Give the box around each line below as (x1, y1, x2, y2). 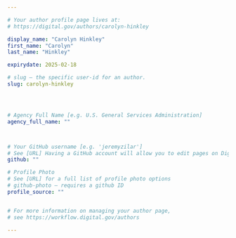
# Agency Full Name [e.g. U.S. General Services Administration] (7, 112, 202, 119)
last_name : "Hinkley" (7, 48, 71, 56)
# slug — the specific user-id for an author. (7, 74, 146, 81)
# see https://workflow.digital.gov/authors (7, 213, 140, 221)
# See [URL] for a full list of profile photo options (7, 176, 171, 183)
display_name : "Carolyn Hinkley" (7, 36, 105, 43)
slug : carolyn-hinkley (7, 81, 74, 88)
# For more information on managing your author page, (7, 207, 171, 214)
